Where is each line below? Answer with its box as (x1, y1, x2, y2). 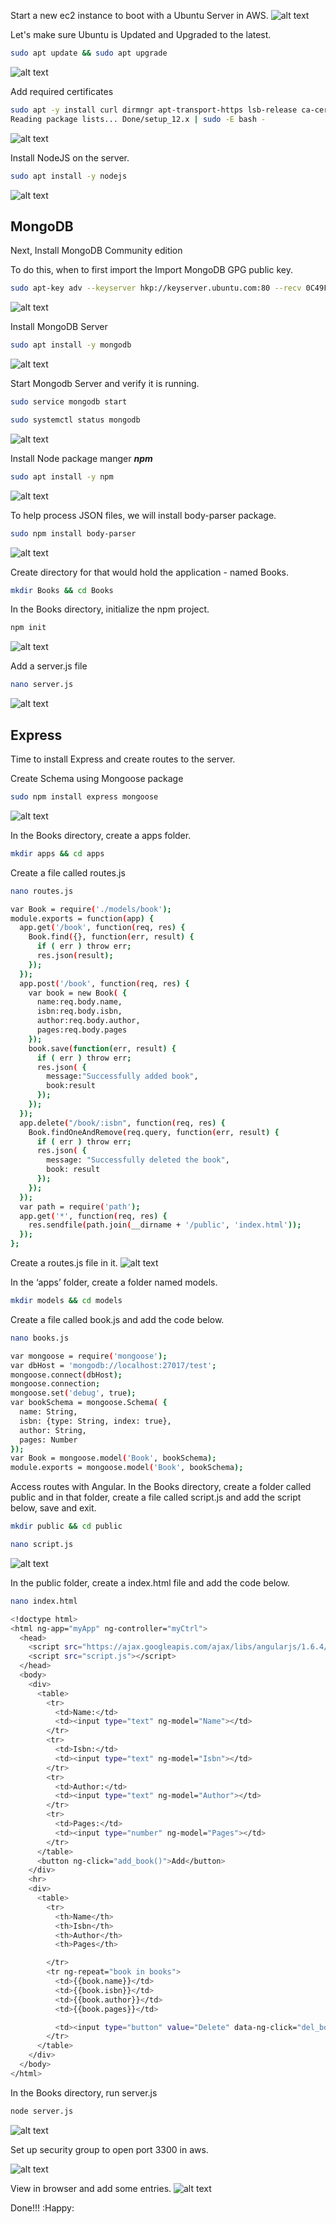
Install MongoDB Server (10, 321, 108, 333)
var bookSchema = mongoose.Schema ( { (10, 1398, 168, 1408)
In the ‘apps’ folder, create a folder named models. (10, 1276, 218, 1288)
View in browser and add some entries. (10, 2182, 172, 2194)
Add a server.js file (10, 660, 88, 672)
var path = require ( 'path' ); (19, 1201, 141, 1212)
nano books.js (10, 1333, 70, 1343)
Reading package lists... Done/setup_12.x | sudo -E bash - (10, 114, 267, 124)
